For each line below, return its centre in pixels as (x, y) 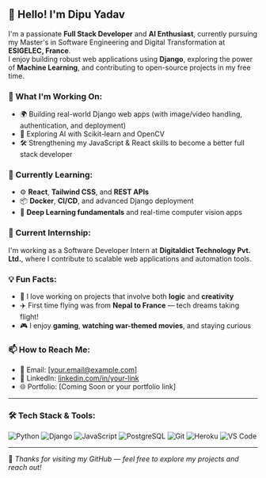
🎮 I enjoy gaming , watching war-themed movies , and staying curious (135, 325)
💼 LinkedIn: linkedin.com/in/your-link (80, 378)
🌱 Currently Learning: (51, 175)
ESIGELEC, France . (40, 50)
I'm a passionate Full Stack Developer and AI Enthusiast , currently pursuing (133, 33)
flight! (29, 317)
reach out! (25, 467)
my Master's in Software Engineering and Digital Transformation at (117, 42)
